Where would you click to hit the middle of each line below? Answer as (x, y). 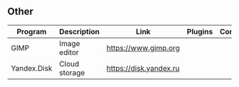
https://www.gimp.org (143, 47)
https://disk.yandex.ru (143, 68)
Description (80, 31)
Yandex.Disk (32, 68)
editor (69, 52)
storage (72, 72)
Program (32, 31)
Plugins (200, 31)
